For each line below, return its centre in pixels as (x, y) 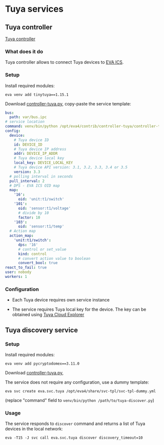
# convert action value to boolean (54, 258)
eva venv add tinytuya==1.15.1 (37, 95)
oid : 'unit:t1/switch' (41, 199)
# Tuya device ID (31, 140)
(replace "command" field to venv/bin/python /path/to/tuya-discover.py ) (80, 400)
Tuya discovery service (41, 330)
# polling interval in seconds (41, 176)
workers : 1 (16, 277)
